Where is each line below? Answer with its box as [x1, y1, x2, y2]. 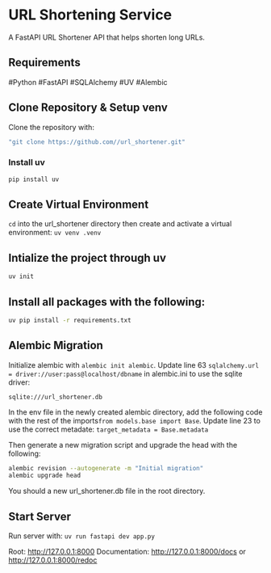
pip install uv [8, 175, 60, 183]
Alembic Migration [8, 339, 103, 352]
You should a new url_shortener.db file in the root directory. [8, 487, 206, 496]
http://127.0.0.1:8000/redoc [8, 555, 98, 565]
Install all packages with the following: [8, 295, 206, 309]
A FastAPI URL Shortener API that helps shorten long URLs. [8, 32, 206, 42]
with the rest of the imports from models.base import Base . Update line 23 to [8, 415, 261, 425]
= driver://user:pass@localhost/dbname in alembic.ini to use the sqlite [8, 369, 243, 378]
